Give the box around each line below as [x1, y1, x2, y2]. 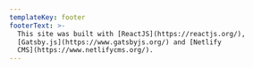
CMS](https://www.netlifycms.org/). [17, 46, 154, 55]
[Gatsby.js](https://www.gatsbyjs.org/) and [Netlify [17, 37, 222, 47]
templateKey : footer [9, 12, 87, 22]
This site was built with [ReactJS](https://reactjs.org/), [17, 29, 246, 38]
